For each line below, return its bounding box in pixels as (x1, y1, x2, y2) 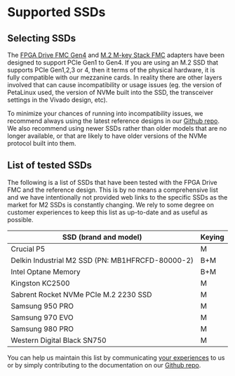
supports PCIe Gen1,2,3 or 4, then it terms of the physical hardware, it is (7, 66, 215, 74)
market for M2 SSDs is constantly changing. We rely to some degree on (7, 200, 215, 209)
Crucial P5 (11, 244, 46, 254)
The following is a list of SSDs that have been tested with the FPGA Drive (7, 178, 217, 186)
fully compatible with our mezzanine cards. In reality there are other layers (7, 73, 222, 82)
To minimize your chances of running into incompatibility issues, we (7, 110, 203, 117)
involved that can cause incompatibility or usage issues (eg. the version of (7, 81, 222, 89)
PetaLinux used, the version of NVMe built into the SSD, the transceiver (7, 89, 214, 96)
